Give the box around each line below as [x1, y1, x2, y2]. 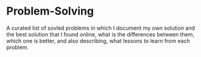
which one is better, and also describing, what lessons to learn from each [6, 37, 191, 44]
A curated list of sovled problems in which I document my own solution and [6, 24, 196, 32]
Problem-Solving [6, 4, 94, 18]
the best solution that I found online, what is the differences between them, [6, 30, 195, 38]
